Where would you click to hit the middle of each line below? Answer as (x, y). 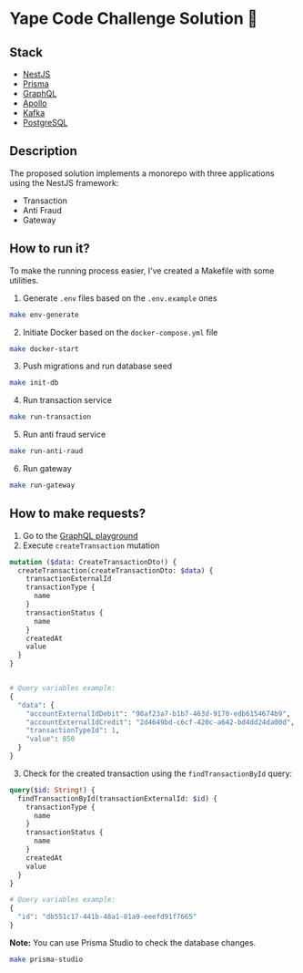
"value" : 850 (50, 739)
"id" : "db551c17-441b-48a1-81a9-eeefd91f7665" (107, 917)
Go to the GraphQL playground (80, 535)
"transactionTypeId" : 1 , (73, 730)
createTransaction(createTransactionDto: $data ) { (116, 570)
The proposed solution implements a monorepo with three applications (142, 173)
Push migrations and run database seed (97, 366)
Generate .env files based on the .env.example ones (120, 298)
